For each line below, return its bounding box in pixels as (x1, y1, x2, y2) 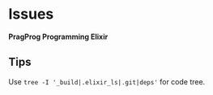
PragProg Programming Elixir (8, 32, 109, 41)
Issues (8, 5, 54, 24)
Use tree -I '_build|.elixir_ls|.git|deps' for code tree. (8, 76, 206, 86)
